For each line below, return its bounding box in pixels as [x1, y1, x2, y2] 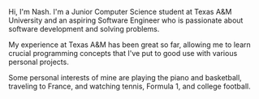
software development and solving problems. [8, 24, 160, 33]
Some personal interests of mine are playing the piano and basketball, [8, 73, 242, 82]
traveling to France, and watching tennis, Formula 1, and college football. [8, 81, 251, 91]
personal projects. [8, 57, 69, 67]
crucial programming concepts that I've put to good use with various [8, 49, 238, 58]
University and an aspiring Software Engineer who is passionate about [8, 15, 244, 25]
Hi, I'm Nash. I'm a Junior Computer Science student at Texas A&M [8, 7, 233, 16]
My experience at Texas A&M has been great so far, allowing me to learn [8, 40, 251, 49]
